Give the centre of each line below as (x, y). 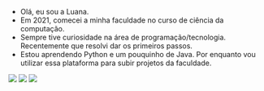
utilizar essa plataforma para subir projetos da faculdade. (116, 63)
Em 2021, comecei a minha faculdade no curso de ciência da (122, 20)
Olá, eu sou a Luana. (54, 12)
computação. (42, 29)
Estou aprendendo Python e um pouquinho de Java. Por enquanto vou (138, 54)
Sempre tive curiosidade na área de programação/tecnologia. (123, 37)
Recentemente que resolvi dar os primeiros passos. (106, 46)
